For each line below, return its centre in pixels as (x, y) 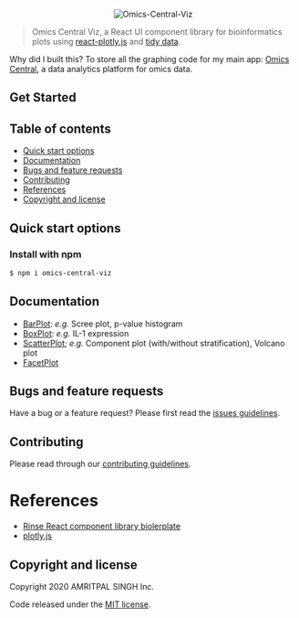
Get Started (43, 97)
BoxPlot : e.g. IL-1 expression (76, 333)
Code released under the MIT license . (80, 604)
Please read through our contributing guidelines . (100, 464)
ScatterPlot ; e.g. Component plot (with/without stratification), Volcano (154, 343)
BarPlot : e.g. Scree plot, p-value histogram (103, 324)
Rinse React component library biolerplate (101, 527)
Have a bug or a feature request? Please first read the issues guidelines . (145, 413)
